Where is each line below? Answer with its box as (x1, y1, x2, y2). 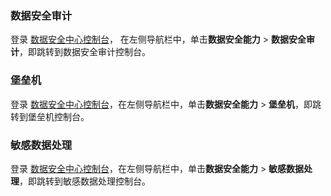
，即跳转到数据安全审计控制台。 (19, 46, 151, 58)
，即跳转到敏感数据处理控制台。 (19, 175, 151, 187)
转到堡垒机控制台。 (10, 110, 90, 122)
